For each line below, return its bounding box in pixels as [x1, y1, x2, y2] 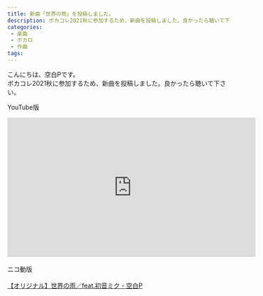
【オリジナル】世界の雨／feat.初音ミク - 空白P [7, 281, 143, 290]
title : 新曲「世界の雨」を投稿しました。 [7, 10, 115, 18]
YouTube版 [7, 103, 40, 111]
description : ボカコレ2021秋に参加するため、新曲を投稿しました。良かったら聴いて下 [7, 17, 230, 24]
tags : [7, 50, 23, 57]
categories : [7, 23, 43, 30]
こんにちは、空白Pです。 [7, 70, 79, 79]
